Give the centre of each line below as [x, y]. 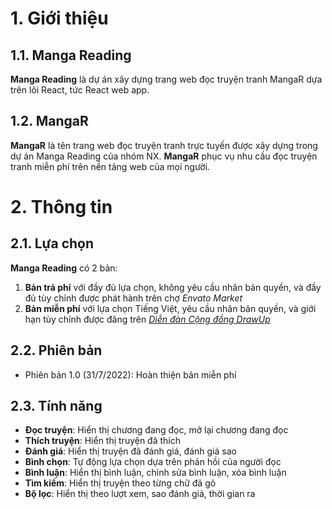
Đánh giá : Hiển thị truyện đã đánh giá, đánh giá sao [130, 451]
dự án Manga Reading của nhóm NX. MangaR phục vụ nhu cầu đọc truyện [164, 156]
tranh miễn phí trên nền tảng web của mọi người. [110, 166]
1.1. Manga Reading [71, 55]
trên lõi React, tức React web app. [80, 90]
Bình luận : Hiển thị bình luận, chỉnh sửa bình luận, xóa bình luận [155, 473]
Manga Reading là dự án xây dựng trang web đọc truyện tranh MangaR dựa [166, 79]
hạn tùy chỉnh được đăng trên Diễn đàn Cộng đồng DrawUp [147, 319]
